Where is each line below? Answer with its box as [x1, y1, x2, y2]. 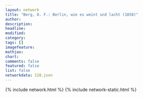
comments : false [5, 59, 39, 64]
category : [5, 36, 26, 41]
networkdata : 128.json [5, 73, 53, 78]
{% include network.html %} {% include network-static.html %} [5, 86, 137, 92]
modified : [5, 31, 26, 36]
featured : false [5, 63, 39, 68]
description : [5, 21, 33, 27]
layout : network [5, 7, 39, 13]
